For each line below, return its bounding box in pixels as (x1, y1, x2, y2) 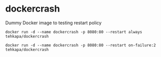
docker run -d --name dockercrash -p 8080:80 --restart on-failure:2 (5, 42, 156, 48)
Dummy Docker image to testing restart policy (5, 20, 102, 26)
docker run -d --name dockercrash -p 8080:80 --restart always (5, 29, 143, 34)
